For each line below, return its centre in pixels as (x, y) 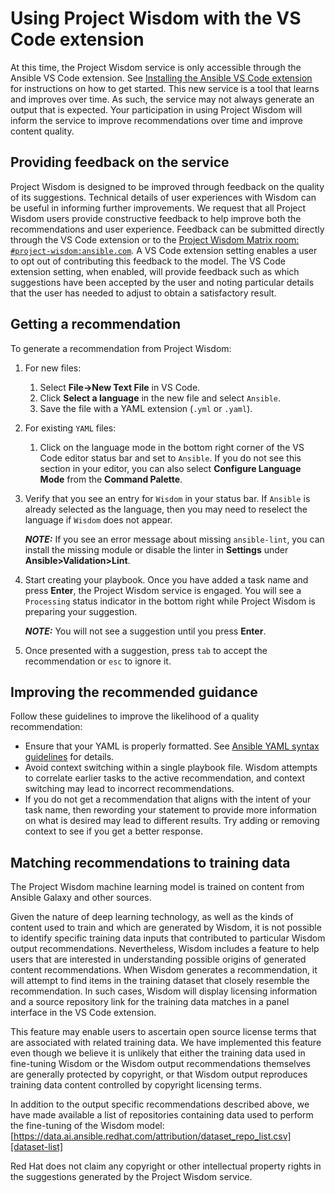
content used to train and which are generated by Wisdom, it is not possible (166, 928)
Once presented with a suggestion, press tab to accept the (146, 650)
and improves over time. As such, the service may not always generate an (162, 99)
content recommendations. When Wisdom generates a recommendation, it (164, 970)
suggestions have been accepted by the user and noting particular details (162, 282)
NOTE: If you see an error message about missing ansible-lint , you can (174, 539)
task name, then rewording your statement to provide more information (170, 810)
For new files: (53, 368)
